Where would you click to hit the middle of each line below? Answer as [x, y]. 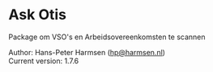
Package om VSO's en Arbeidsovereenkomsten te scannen [107, 37]
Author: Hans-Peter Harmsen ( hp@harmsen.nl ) [87, 52]
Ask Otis [38, 15]
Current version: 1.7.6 [44, 61]
